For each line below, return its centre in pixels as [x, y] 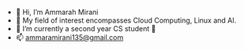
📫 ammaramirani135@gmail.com [69, 37]
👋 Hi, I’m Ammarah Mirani [57, 12]
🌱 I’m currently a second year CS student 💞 [86, 29]
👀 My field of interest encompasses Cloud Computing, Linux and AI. [126, 20]
